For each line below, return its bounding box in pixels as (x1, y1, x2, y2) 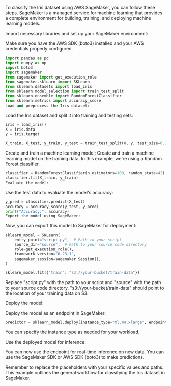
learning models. (5, 20, 41, 27)
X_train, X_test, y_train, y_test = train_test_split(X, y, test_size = (5, 141, 160, 146)
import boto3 (5, 65, 33, 70)
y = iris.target (5, 132, 40, 137)
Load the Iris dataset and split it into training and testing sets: (5, 112, 133, 118)
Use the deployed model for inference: (5, 339, 87, 345)
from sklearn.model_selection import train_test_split (5, 89, 124, 94)
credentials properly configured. (5, 46, 73, 52)
